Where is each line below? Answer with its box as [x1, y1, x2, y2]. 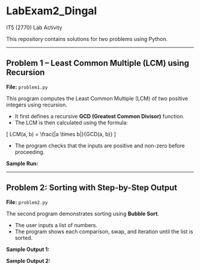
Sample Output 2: [6, 257, 51, 264]
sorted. [14, 234, 33, 241]
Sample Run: [6, 159, 39, 167]
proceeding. [14, 148, 45, 155]
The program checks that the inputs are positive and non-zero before [14, 142, 185, 149]
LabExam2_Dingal [6, 4, 97, 18]
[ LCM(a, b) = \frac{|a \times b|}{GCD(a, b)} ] [6, 130, 116, 137]
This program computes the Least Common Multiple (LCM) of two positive [6, 95, 189, 102]
